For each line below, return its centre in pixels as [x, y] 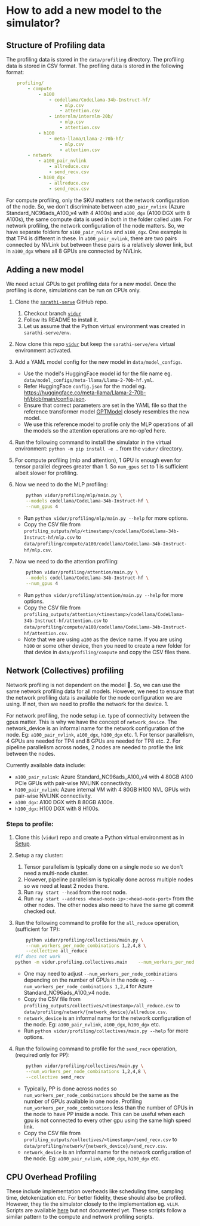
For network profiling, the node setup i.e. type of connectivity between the [98, 716]
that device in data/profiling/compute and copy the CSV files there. [107, 652]
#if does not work [38, 957]
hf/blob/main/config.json [54, 399]
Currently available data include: [46, 765]
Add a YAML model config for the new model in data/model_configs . [99, 362]
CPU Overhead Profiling [51, 1177]
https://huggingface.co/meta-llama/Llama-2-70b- [85, 393]
